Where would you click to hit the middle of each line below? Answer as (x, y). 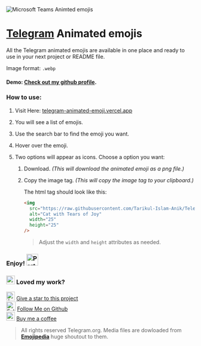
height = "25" (44, 225)
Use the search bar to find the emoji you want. (72, 134)
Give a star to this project (47, 299)
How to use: (24, 97)
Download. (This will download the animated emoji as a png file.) (104, 169)
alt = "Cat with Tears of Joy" (66, 214)
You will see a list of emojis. (49, 122)
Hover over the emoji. (41, 145)
